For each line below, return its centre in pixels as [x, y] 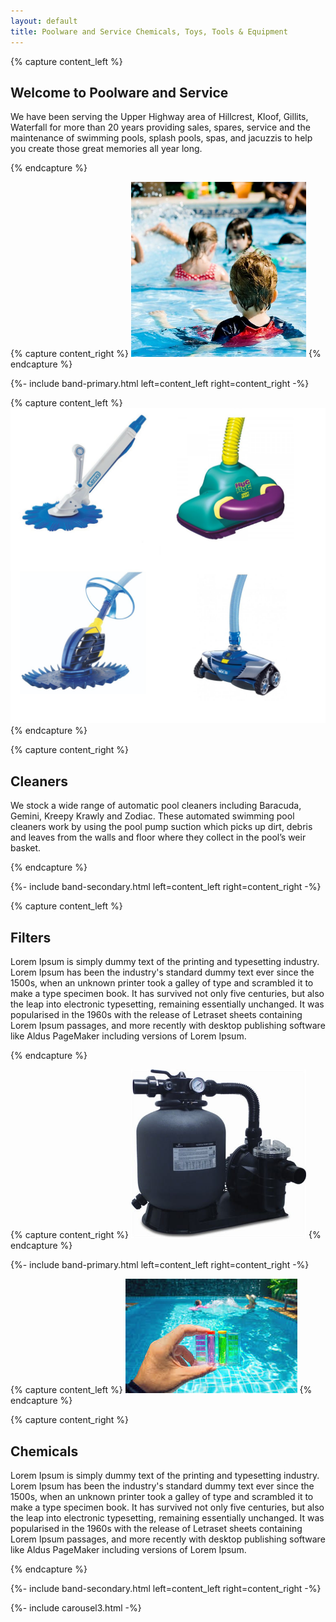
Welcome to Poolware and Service [119, 92]
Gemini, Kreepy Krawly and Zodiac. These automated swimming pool [152, 816]
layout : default [44, 21]
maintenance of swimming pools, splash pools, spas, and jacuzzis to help [161, 138]
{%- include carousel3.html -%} [76, 1608]
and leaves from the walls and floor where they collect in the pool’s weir [158, 837]
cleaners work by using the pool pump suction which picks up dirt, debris [161, 827]
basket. [26, 848]
